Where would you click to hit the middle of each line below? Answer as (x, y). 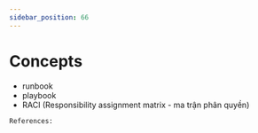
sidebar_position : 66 (49, 17)
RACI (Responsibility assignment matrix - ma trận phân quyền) (136, 105)
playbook (39, 95)
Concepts (46, 61)
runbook (37, 86)
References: (31, 121)
